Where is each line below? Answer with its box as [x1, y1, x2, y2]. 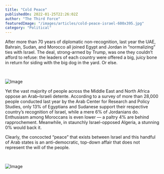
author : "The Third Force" [5, 16, 61, 21]
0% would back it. [5, 124, 42, 130]
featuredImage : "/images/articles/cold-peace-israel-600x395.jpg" [5, 21, 144, 26]
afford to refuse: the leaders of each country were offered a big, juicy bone [5, 54, 158, 60]
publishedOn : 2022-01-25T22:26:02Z [5, 12, 78, 17]
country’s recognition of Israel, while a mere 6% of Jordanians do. [5, 109, 139, 115]
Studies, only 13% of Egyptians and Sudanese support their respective [5, 104, 148, 110]
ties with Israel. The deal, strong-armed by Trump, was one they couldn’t [5, 50, 153, 55]
